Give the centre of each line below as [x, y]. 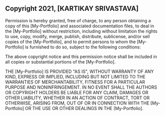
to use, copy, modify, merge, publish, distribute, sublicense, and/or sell [78, 36]
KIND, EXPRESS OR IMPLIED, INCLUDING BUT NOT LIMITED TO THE [75, 76]
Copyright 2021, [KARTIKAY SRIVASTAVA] [72, 9]
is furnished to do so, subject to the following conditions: [83, 47]
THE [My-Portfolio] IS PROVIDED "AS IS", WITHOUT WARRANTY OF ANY [80, 71]
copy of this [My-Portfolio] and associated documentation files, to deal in [80, 26]
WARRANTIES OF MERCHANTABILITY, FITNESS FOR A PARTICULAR [75, 82]
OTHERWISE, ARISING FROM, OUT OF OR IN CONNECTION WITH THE [77, 103]
